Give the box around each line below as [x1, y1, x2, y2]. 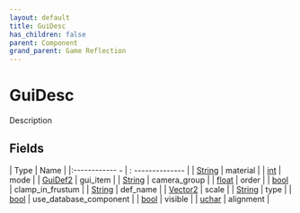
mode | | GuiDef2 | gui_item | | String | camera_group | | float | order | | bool [9, 174, 289, 185]
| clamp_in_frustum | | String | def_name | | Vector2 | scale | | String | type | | [9, 183, 292, 194]
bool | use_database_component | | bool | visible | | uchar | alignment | [9, 193, 270, 204]
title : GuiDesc [9, 22, 66, 31]
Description [9, 115, 52, 126]
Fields [9, 141, 45, 156]
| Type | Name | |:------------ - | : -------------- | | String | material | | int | [9, 164, 281, 175]
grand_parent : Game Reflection [9, 47, 127, 56]
